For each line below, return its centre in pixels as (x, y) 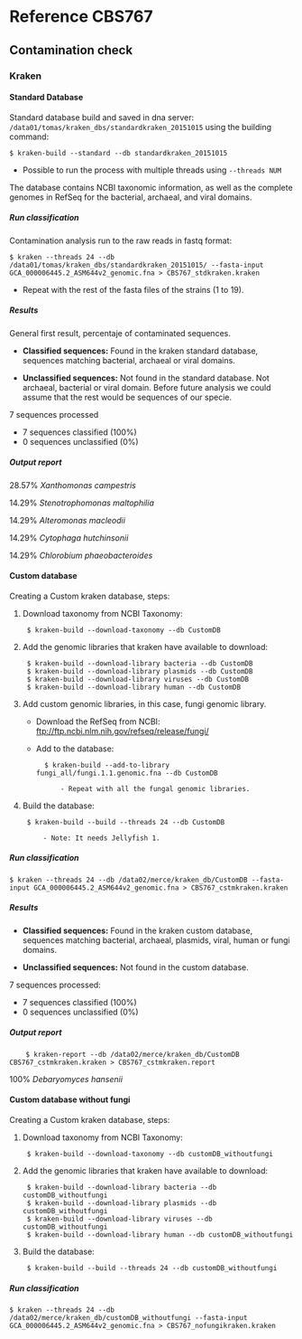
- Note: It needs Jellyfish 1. (101, 838)
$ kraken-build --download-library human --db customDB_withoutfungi (160, 1235)
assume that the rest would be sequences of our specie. (127, 397)
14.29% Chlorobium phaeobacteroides (81, 555)
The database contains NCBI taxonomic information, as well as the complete (151, 187)
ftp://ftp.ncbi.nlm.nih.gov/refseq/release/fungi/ (122, 731)
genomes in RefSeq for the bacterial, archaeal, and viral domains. (131, 197)
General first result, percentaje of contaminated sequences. (120, 333)
